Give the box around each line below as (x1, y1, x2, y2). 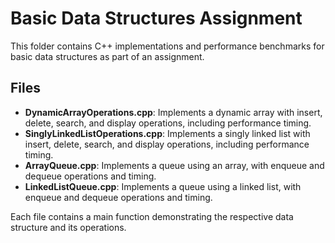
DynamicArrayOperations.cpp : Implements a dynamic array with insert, (24, 106, 323, 118)
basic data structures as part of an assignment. (10, 50, 205, 62)
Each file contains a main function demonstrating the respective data (10, 210, 294, 222)
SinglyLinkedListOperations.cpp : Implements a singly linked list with (24, 127, 311, 139)
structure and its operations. (10, 221, 127, 233)
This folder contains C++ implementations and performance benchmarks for (10, 40, 325, 52)
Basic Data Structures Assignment (10, 7, 303, 30)
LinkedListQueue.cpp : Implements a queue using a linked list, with (24, 180, 302, 192)
